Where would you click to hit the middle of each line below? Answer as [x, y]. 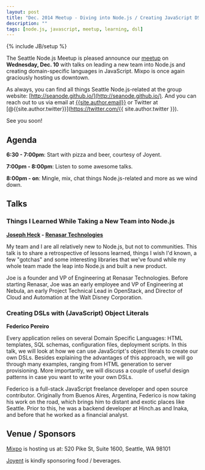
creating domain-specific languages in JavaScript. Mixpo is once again [95, 71]
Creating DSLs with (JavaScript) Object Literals [78, 313]
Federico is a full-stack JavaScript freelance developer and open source [97, 389]
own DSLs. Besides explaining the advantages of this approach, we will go [100, 358]
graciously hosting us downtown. [48, 78]
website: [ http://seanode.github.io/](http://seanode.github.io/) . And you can [101, 96]
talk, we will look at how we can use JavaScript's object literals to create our [102, 351]
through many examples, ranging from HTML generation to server [89, 364]
